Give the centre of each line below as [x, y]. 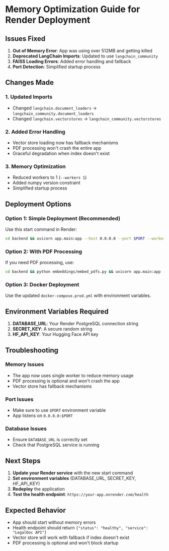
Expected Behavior [36, 510]
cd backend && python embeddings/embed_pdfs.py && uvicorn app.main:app [83, 272]
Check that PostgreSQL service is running [56, 445]
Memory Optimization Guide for [73, 9]
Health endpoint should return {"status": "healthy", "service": [80, 528]
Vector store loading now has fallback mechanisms [65, 143]
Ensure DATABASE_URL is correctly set [50, 440]
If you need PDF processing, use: [40, 263]
